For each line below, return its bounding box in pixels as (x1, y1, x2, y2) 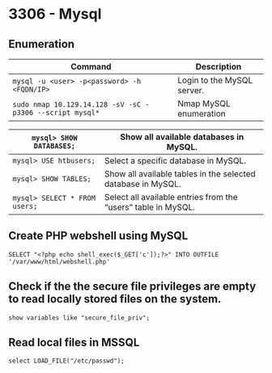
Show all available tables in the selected (104, 168, 257, 179)
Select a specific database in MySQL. (104, 155, 247, 166)
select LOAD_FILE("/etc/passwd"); (8, 357, 125, 365)
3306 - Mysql (8, 5, 102, 23)
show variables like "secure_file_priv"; (8, 313, 151, 322)
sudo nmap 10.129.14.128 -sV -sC (12, 100, 142, 109)
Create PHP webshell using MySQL (8, 229, 189, 243)
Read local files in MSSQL (8, 336, 140, 350)
